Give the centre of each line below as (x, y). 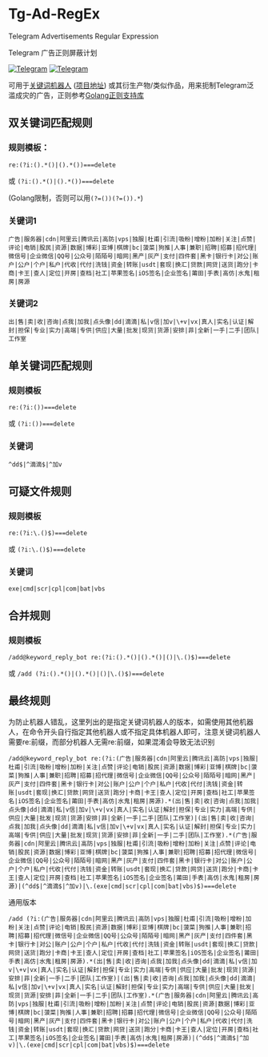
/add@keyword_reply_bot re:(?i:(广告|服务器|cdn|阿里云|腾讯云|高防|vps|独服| (134, 758)
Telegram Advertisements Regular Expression (84, 36)
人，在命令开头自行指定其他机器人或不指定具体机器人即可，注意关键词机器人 (134, 732)
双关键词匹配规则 (50, 123)
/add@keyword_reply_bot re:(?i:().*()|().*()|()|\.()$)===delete (119, 657)
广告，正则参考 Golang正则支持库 (90, 95)
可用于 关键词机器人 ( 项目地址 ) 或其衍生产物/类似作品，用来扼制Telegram (128, 85)
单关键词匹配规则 (50, 365)
